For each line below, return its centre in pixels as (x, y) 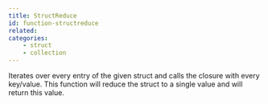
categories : (28, 38)
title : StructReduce (43, 16)
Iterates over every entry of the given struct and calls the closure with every (134, 76)
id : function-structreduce (54, 23)
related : (23, 30)
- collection (45, 53)
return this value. (36, 92)
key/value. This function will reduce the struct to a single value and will (126, 84)
